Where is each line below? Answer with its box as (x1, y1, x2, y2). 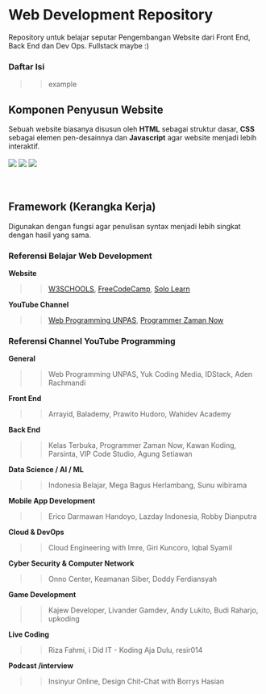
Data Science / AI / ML (8, 465, 85, 475)
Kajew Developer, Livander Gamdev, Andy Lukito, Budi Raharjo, (48, 605, 259, 615)
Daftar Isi (8, 61, 45, 72)
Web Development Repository (8, 6, 214, 24)
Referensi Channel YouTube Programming (8, 336, 176, 347)
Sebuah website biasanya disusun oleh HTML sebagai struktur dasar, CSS (8, 124, 256, 134)
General (8, 353, 36, 364)
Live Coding (8, 629, 50, 639)
